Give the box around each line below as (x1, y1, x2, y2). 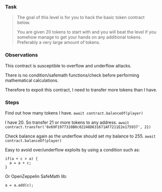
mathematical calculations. (5, 77, 59, 83)
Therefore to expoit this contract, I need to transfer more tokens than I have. (5, 87, 157, 93)
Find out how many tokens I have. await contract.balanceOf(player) (5, 110, 144, 115)
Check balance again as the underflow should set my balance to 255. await (5, 133, 156, 139)
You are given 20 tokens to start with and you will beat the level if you (17, 29, 157, 35)
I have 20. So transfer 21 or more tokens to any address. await (5, 119, 129, 125)
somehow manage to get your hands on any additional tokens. (17, 34, 142, 40)
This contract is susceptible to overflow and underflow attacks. (5, 62, 132, 69)
